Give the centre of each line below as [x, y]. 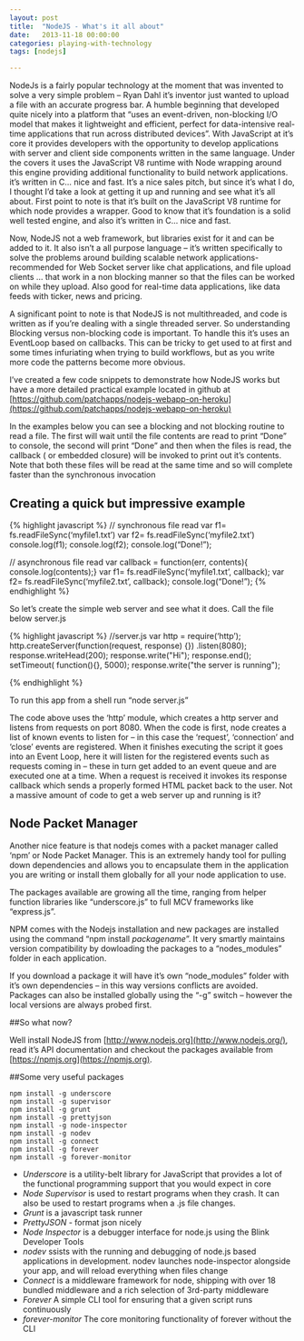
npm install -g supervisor [60, 1101]
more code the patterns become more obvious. [98, 362]
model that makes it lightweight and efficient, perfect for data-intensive [142, 125]
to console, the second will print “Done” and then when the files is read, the [151, 445]
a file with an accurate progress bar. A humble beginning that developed [144, 105]
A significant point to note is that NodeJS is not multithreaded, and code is [148, 314]
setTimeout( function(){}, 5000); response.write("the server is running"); [145, 665]
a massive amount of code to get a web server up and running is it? [135, 795]
